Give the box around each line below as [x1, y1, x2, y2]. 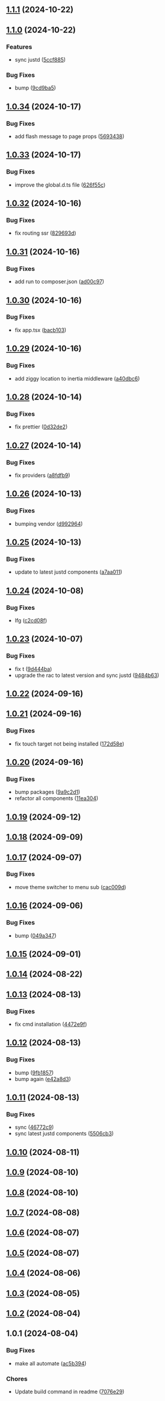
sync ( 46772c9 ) [14, 1124, 54, 1131]
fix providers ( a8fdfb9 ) [14, 471, 70, 479]
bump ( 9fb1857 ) [14, 1069, 54, 1076]
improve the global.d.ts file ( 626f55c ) [14, 181, 106, 188]
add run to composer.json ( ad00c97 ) [14, 278, 105, 285]
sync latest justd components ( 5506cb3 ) [14, 1130, 114, 1137]
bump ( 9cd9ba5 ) [14, 84, 56, 91]
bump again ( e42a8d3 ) [14, 1075, 71, 1082]
